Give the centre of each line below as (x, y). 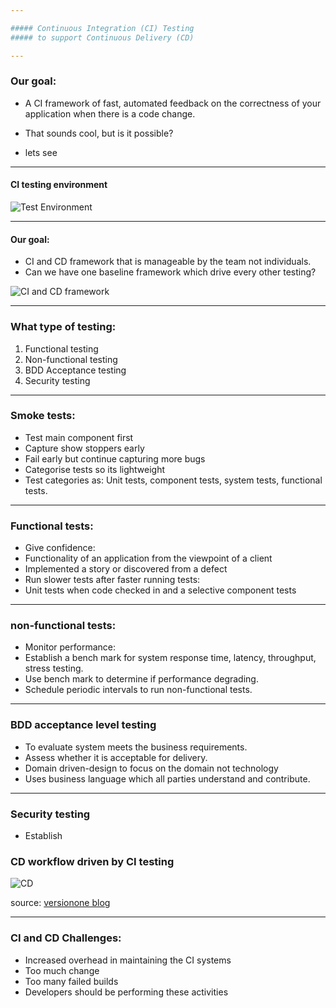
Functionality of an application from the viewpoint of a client (148, 558)
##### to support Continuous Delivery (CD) (102, 37)
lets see (41, 152)
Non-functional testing (71, 359)
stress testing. (54, 668)
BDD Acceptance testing (75, 370)
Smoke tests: (43, 416)
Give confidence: (60, 548)
